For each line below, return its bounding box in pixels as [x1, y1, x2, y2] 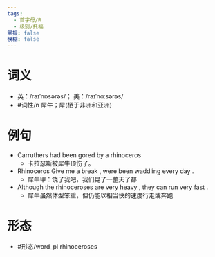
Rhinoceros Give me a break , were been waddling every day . [17, 167, 194, 175]
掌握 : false [7, 29, 39, 37]
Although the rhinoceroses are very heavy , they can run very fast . [17, 183, 209, 191]
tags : [7, 10, 23, 17]
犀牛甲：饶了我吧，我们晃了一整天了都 [27, 175, 137, 184]
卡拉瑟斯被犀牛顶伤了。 [27, 159, 95, 167]
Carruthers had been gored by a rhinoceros [17, 151, 142, 159]
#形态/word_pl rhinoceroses [17, 242, 98, 250]
